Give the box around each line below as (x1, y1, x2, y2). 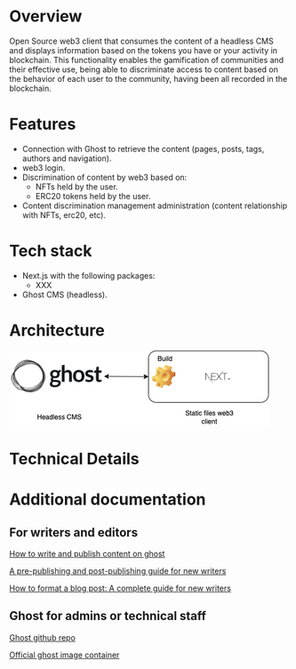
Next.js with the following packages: (21, 270, 156, 281)
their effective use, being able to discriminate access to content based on (9, 64, 278, 75)
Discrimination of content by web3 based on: (21, 172, 188, 182)
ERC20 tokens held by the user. (35, 190, 151, 201)
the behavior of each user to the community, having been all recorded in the (9, 73, 288, 84)
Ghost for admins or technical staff (9, 609, 207, 624)
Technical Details (9, 448, 140, 469)
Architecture (9, 320, 105, 340)
